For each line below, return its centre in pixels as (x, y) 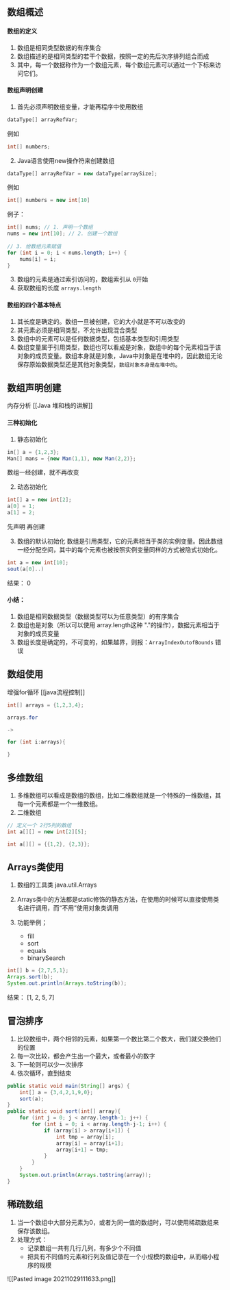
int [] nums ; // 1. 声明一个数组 (50, 227)
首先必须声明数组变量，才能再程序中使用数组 (80, 106)
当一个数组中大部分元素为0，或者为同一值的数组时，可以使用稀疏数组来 (118, 1222)
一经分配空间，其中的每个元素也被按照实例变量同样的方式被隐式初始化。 (119, 550)
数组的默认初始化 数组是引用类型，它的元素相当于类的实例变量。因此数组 (120, 541)
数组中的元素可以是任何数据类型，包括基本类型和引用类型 (98, 338)
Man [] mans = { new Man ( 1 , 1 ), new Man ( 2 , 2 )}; (72, 458)
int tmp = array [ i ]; (85, 1137)
